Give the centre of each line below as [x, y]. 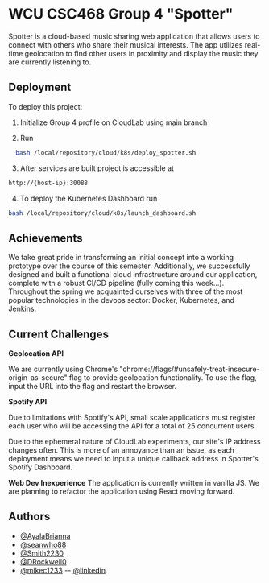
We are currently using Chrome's [63, 369]
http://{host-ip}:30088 [48, 183]
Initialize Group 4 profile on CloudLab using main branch [114, 122]
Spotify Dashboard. [41, 467]
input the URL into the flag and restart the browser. [93, 386]
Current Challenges [58, 334]
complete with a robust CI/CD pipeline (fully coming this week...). [116, 283]
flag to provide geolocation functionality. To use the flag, [163, 378]
